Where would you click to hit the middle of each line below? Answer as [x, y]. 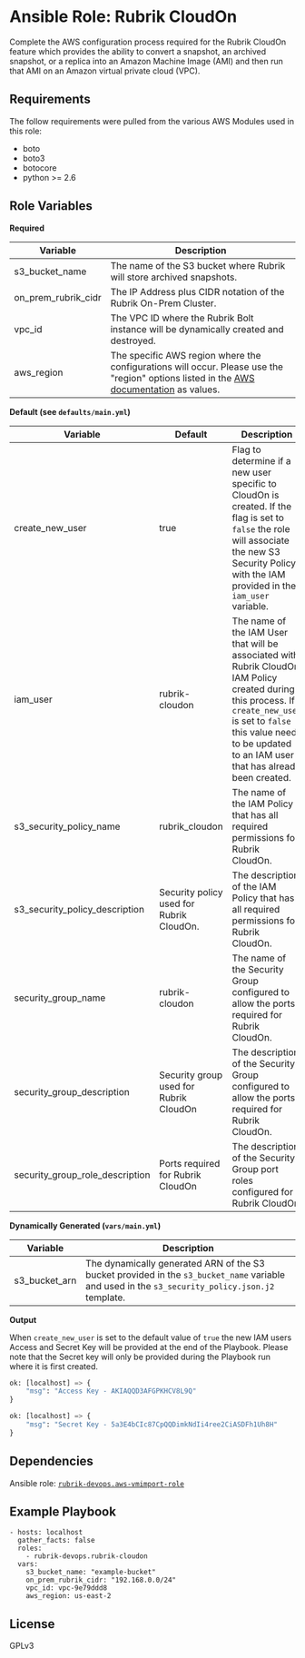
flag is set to [258, 518]
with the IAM [259, 574]
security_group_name [60, 998]
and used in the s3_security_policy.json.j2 [180, 1286]
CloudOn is [256, 495]
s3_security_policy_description [79, 909]
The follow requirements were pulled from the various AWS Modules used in [152, 121]
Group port [255, 1169]
